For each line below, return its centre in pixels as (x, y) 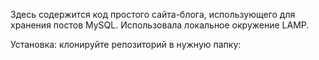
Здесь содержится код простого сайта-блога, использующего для (153, 14)
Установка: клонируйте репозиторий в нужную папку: (126, 44)
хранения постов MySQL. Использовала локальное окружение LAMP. (160, 25)
